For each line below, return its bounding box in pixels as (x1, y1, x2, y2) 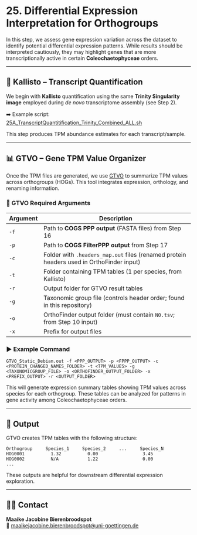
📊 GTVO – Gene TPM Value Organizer (6, 154, 147, 163)
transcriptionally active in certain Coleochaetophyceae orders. (6, 54, 158, 62)
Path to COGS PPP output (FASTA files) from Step (43, 224, 182, 232)
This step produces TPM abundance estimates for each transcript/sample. (6, 130, 186, 137)
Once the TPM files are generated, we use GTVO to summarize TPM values (6, 172, 188, 179)
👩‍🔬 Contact (6, 500, 49, 510)
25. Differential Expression (6, 4, 138, 18)
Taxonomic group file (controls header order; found (43, 294, 185, 302)
